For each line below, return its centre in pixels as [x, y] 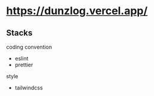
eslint [21, 58]
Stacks [19, 33]
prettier [24, 65]
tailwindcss [29, 88]
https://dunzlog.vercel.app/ [77, 11]
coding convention [29, 47]
